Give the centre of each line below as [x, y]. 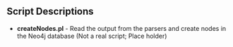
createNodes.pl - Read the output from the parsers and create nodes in [121, 28]
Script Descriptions [50, 12]
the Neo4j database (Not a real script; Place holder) [92, 36]
